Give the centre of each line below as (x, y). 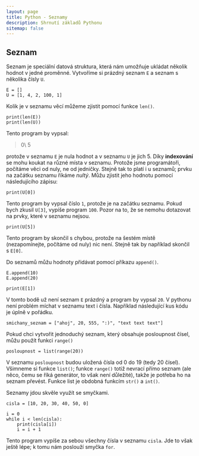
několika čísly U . (26, 79)
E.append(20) (22, 278)
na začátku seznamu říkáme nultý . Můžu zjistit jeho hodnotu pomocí (90, 175)
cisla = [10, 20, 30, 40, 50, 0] (48, 404)
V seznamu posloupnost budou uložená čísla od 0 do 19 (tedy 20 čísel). (93, 362)
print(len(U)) (24, 122)
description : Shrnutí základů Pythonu (54, 23)
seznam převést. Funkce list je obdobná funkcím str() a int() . (83, 381)
